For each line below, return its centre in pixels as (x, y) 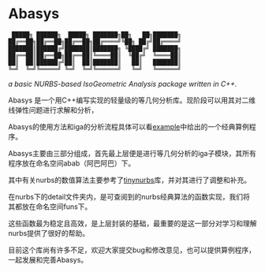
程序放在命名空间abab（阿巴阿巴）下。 (72, 163)
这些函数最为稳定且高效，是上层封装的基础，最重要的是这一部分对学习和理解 (132, 223)
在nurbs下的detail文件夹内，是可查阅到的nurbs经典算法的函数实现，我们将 (129, 196)
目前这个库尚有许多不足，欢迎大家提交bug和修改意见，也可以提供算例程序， (132, 250)
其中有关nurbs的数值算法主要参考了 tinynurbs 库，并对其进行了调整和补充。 (129, 180)
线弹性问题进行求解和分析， (53, 110)
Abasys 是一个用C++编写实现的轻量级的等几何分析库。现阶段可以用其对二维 (132, 100)
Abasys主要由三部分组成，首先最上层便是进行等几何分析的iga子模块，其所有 (132, 153)
